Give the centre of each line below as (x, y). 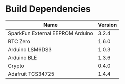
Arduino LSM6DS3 (30, 49)
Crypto (16, 66)
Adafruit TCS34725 (31, 74)
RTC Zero (19, 41)
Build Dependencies (48, 9)
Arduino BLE (22, 57)
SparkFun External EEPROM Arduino (51, 33)
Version (108, 25)
